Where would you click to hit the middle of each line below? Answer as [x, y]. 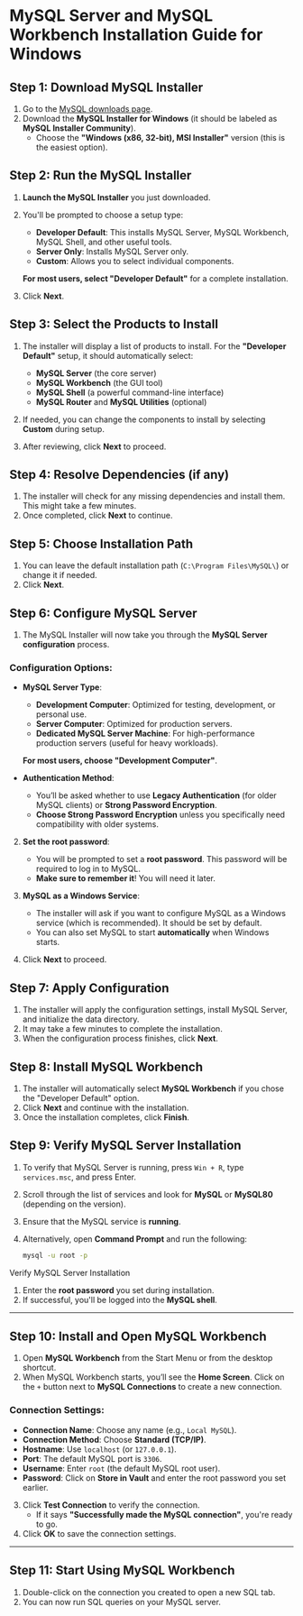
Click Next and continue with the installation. [106, 1107]
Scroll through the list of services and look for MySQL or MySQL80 [147, 1194]
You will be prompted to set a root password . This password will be [161, 859]
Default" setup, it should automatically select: [108, 355]
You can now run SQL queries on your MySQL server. [121, 1602]
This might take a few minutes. [79, 506]
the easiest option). [72, 147]
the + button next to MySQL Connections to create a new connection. [152, 1387]
